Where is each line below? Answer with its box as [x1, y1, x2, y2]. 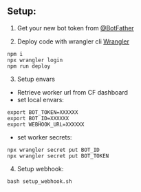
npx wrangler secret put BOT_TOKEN [7, 152, 109, 160]
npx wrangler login [7, 57, 63, 64]
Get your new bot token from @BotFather [17, 23, 134, 32]
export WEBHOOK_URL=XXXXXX [7, 121, 85, 128]
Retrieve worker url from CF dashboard [17, 88, 129, 96]
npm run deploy [7, 62, 51, 70]
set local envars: [17, 95, 64, 104]
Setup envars [17, 75, 55, 83]
